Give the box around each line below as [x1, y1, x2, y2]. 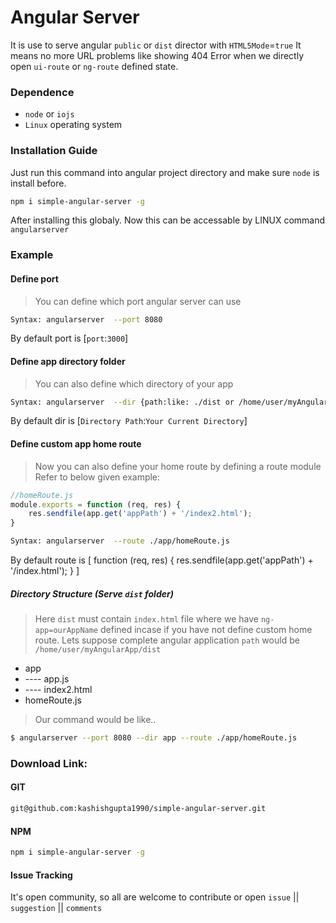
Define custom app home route [10, 438, 142, 450]
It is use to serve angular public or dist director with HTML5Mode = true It [10, 39, 302, 51]
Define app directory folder [10, 356, 126, 367]
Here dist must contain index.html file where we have [34, 613, 259, 625]
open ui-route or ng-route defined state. [10, 60, 179, 72]
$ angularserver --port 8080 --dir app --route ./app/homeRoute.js [10, 733, 298, 743]
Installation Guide [10, 144, 98, 158]
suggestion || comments [10, 902, 103, 914]
